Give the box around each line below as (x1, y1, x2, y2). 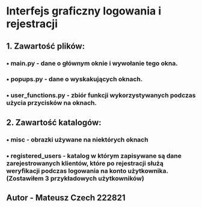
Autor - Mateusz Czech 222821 (6, 193, 126, 203)
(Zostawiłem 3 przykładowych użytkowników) (6, 174, 144, 182)
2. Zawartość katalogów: (6, 117, 102, 128)
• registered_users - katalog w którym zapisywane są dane (6, 152, 182, 160)
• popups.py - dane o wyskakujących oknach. (6, 75, 143, 84)
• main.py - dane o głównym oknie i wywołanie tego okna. (6, 59, 179, 67)
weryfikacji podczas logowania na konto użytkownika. (6, 167, 168, 175)
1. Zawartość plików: (6, 41, 85, 51)
